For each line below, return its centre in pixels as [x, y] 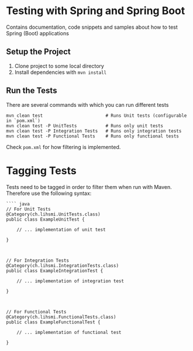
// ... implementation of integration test [70, 281]
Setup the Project [39, 52]
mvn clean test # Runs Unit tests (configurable [96, 116]
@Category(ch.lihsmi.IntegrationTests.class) [62, 265]
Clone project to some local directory [59, 66]
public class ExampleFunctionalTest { [53, 322]
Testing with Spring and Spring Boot [96, 11]
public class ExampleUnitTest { [45, 219]
